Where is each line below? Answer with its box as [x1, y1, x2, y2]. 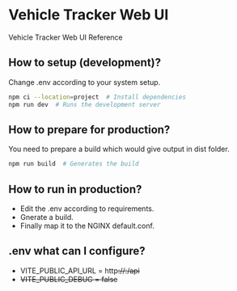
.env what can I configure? [8, 244, 146, 258]
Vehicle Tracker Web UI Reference [8, 32, 123, 42]
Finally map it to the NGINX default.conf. [19, 221, 155, 230]
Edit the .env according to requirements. [19, 204, 154, 213]
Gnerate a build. [19, 213, 74, 221]
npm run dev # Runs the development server [8, 100, 161, 108]
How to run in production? [8, 182, 142, 196]
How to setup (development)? [8, 56, 162, 70]
